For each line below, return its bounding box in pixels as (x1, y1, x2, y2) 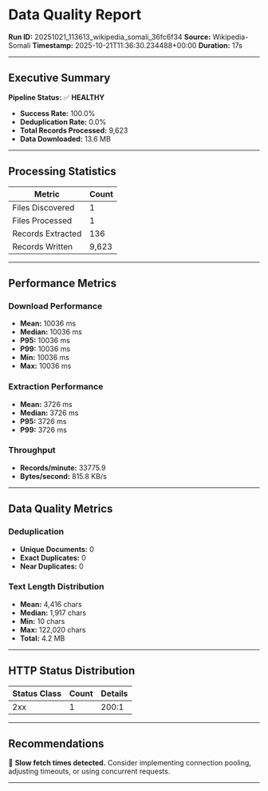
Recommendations (8, 737, 104, 751)
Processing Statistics (8, 165, 117, 178)
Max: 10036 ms (19, 362, 72, 371)
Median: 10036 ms (19, 327, 82, 337)
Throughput (8, 445, 56, 456)
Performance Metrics (8, 276, 117, 290)
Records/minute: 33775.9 (19, 462, 106, 473)
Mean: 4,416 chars (19, 599, 82, 609)
